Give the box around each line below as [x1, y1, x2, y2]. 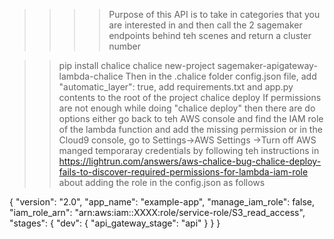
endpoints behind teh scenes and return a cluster [108, 30, 312, 41]
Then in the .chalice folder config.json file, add [125, 70, 317, 82]
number [108, 40, 142, 52]
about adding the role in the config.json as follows [58, 177, 266, 188]
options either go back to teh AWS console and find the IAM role [58, 113, 324, 124]
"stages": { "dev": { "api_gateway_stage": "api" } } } [9, 217, 221, 229]
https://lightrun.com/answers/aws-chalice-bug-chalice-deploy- [58, 155, 322, 167]
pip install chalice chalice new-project [58, 60, 216, 71]
